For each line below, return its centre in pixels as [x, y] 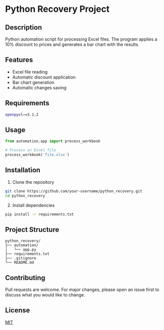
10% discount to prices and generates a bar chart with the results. [72, 44]
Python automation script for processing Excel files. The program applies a [81, 39]
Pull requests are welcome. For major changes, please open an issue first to [82, 289]
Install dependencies [34, 205]
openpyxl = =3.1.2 [22, 115]
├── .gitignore [21, 258]
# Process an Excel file [31, 150]
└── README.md [20, 263]
